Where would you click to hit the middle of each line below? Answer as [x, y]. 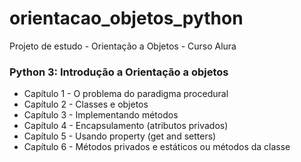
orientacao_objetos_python [126, 18]
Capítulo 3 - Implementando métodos [101, 115]
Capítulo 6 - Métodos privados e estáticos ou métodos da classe [157, 147]
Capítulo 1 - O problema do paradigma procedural [126, 94]
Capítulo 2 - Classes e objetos [86, 104]
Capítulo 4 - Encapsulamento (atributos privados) [126, 126]
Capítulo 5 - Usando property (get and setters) [120, 136]
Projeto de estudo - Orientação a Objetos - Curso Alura [123, 46]
